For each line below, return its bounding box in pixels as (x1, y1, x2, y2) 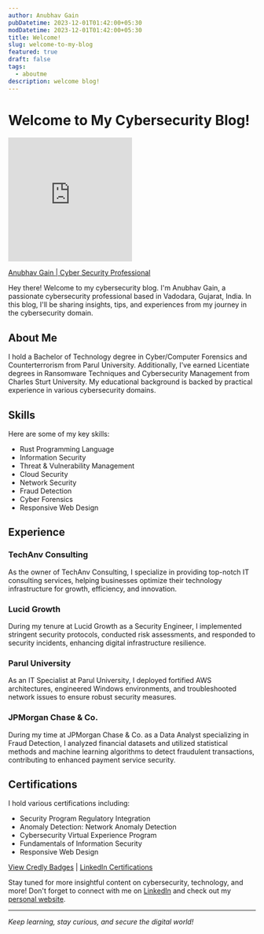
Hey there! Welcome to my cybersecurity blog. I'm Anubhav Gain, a (8, 283, 226, 293)
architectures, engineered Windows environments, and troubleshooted (8, 684, 237, 693)
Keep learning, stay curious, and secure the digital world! (8, 917, 194, 927)
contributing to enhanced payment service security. (8, 755, 176, 764)
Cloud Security (19, 470, 68, 479)
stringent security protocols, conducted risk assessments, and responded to (8, 630, 255, 640)
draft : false (8, 56, 51, 64)
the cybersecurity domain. (8, 308, 93, 318)
